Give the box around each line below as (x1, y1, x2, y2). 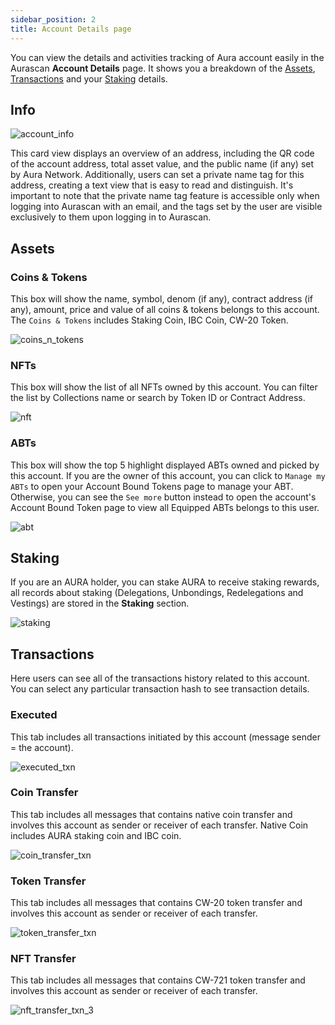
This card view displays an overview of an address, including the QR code (10, 147, 315, 160)
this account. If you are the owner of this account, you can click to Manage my (10, 469, 326, 481)
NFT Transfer (10, 952, 77, 966)
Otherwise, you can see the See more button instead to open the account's (10, 491, 317, 503)
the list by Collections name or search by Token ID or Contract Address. (10, 392, 306, 404)
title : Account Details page (10, 24, 132, 34)
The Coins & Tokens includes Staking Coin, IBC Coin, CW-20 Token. (10, 314, 289, 326)
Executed (10, 708, 58, 722)
